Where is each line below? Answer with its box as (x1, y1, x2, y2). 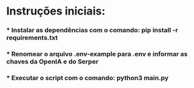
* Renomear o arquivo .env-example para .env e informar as (6, 50, 188, 58)
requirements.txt (6, 33, 58, 42)
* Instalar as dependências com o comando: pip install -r (6, 26, 179, 35)
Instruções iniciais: (6, 4, 106, 18)
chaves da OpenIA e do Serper (6, 58, 99, 66)
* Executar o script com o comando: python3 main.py (6, 73, 169, 82)
